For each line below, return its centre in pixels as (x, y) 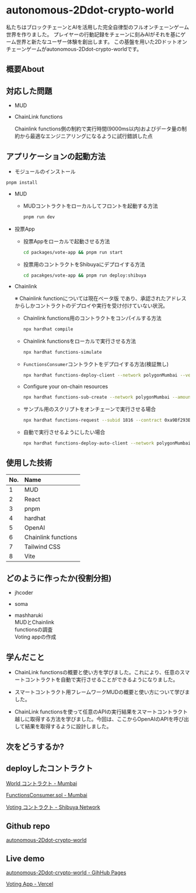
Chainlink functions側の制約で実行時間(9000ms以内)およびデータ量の (98, 129)
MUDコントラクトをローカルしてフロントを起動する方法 (91, 206)
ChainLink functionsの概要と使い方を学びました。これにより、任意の (97, 673)
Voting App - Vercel (30, 884)
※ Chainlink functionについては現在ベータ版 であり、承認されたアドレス (100, 298)
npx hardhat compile (48, 329)
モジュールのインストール (45, 171)
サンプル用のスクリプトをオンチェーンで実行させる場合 (90, 409)
